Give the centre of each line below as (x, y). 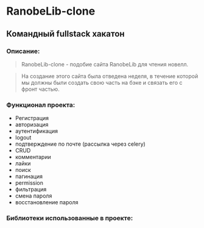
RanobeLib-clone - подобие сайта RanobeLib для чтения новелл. (105, 64)
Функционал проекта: (41, 105)
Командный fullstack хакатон (65, 34)
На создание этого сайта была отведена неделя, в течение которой (110, 76)
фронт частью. (40, 89)
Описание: (23, 51)
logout (23, 138)
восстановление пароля (47, 202)
